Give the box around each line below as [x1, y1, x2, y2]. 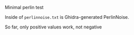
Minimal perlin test [5, 5, 44, 10]
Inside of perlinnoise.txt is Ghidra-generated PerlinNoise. [5, 14, 129, 20]
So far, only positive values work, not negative [5, 24, 102, 30]
